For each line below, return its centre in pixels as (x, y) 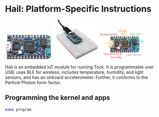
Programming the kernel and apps (58, 98)
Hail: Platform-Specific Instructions (78, 9)
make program (18, 109)
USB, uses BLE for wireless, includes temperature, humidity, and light (74, 72)
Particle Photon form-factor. (33, 82)
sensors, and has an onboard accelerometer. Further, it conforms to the (77, 77)
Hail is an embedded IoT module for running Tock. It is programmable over (79, 67)
